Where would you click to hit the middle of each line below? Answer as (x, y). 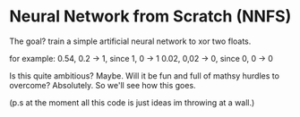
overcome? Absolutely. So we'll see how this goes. (103, 85)
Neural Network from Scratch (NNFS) (150, 17)
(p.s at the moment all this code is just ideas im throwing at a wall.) (132, 102)
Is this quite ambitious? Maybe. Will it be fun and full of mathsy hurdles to (145, 75)
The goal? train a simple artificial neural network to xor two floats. (130, 41)
